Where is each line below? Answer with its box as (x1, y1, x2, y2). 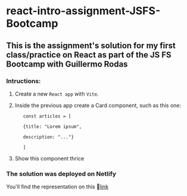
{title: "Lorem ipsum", (23, 124, 82, 129)
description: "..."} (23, 134, 74, 140)
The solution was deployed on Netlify (6, 169, 117, 178)
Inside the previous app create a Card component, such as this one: (14, 102, 182, 109)
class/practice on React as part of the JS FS (6, 49, 172, 60)
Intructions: (6, 77, 41, 85)
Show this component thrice (14, 154, 85, 162)
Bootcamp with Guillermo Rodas (6, 59, 128, 69)
